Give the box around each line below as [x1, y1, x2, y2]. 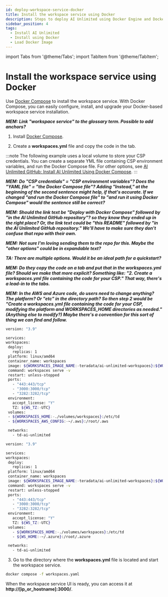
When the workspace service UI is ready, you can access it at [5, 581, 133, 587]
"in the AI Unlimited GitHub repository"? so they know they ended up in [5, 214, 157, 220]
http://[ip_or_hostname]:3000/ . [5, 586, 73, 592]
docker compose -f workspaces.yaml [5, 572, 80, 577]
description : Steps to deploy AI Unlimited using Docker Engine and [5, 16, 151, 21]
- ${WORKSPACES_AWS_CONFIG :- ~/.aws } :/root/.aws [7, 419, 109, 424]
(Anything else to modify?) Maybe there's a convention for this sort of [5, 311, 154, 317]
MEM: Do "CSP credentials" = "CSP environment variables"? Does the [5, 178, 155, 184]
